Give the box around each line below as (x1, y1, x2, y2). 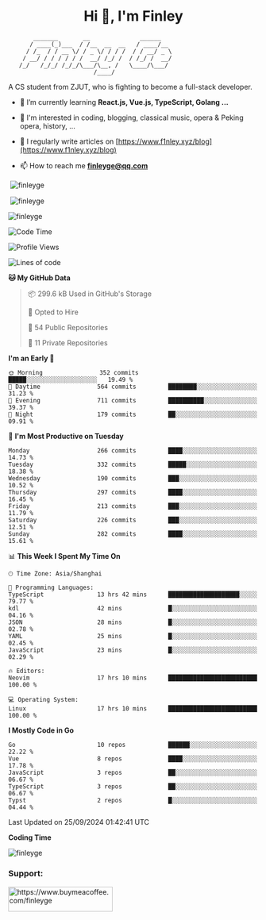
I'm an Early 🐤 (8, 353, 55, 364)
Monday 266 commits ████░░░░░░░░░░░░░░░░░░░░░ (8, 447, 258, 455)
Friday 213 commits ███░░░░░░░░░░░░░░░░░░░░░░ (8, 502, 258, 510)
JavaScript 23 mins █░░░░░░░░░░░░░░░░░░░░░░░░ (8, 646, 258, 654)
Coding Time (8, 833, 52, 842)
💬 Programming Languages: (8, 583, 94, 592)
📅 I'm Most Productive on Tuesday (8, 432, 125, 441)
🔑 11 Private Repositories (27, 338, 109, 348)
